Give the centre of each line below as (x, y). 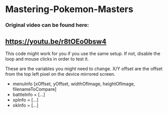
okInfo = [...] (26, 105)
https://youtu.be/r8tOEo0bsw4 (56, 41)
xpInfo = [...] (26, 100)
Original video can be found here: (47, 25)
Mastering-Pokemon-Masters (69, 9)
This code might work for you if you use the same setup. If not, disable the (83, 53)
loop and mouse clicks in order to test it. (47, 59)
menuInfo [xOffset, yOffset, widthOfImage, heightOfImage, (74, 84)
